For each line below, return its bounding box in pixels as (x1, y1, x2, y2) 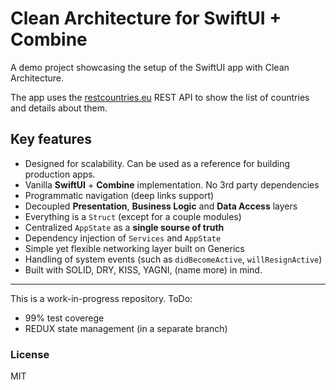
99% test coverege (24, 312, 105, 324)
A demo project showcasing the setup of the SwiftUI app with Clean (10, 61, 290, 73)
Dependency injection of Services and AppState (24, 232, 222, 244)
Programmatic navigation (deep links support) (24, 189, 215, 201)
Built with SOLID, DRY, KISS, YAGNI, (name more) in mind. (24, 263, 263, 276)
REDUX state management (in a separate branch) (24, 322, 228, 334)
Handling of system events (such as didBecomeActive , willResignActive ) (24, 253, 323, 265)
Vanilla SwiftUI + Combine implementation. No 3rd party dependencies (24, 178, 320, 191)
